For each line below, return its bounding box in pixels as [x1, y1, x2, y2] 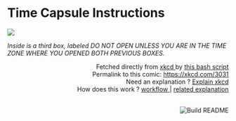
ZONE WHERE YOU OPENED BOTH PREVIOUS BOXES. [7, 49, 165, 57]
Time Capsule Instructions [7, 5, 165, 21]
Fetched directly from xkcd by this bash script [96, 62, 229, 71]
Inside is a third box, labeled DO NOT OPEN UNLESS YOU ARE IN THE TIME [7, 41, 227, 50]
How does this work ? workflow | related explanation [77, 84, 229, 93]
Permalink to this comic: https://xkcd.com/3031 [92, 70, 229, 78]
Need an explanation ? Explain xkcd [126, 77, 229, 86]
